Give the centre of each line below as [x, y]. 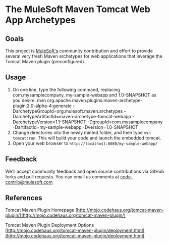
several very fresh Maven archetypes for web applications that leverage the [84, 56]
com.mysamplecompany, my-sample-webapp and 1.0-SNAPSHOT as [84, 95]
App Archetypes [40, 20]
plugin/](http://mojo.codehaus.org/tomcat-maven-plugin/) [66, 215]
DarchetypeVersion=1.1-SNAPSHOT [49, 122]
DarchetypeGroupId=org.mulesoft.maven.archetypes [68, 111]
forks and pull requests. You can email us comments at [62, 177]
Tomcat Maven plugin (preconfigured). [45, 61]
